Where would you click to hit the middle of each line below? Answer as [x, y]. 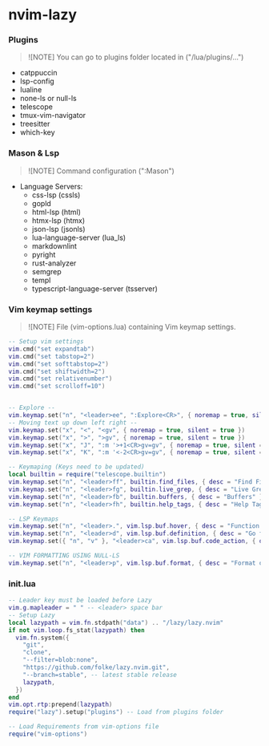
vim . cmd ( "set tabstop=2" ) [51, 356]
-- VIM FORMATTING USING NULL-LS [64, 556]
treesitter [35, 124]
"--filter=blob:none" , [60, 660]
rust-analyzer [54, 263]
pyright [44, 254]
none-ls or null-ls [48, 99]
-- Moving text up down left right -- [73, 423]
